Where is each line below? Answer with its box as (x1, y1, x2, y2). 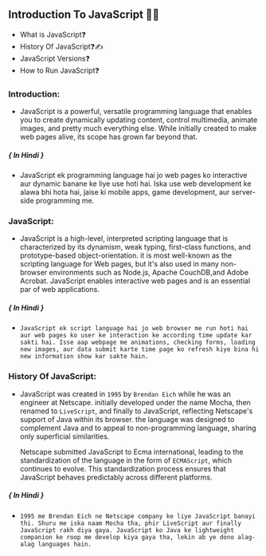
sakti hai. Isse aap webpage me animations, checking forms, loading (19, 338, 256, 347)
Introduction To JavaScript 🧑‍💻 (8, 8, 160, 22)
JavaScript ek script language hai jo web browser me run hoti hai (19, 325, 248, 333)
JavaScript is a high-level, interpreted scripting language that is (19, 234, 229, 243)
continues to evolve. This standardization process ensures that (19, 463, 226, 473)
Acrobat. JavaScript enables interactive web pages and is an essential (19, 276, 251, 286)
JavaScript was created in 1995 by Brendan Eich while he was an (19, 388, 231, 399)
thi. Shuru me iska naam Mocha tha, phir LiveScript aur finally (19, 519, 241, 527)
